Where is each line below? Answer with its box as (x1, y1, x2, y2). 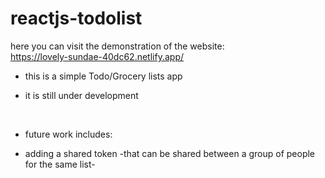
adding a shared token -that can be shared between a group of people (24, 147, 316, 159)
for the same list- (24, 158, 96, 170)
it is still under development (24, 89, 139, 101)
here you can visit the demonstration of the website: (10, 40, 225, 52)
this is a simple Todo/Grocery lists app (24, 70, 183, 82)
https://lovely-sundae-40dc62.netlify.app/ (10, 50, 184, 62)
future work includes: (24, 128, 113, 140)
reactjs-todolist (10, 7, 143, 30)
